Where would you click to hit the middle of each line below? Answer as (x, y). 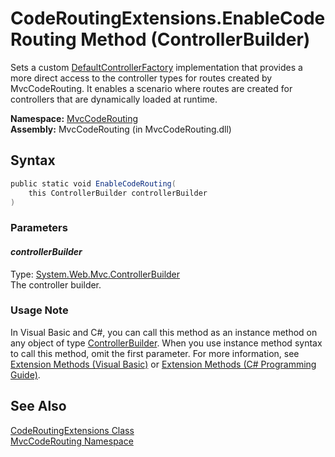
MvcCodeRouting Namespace (72, 441)
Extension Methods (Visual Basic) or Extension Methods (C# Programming (163, 364)
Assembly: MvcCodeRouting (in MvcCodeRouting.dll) (121, 129)
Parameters (39, 228)
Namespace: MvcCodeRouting (74, 118)
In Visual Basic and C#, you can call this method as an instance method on (164, 332)
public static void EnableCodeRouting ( (93, 183)
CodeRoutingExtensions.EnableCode (168, 18)
